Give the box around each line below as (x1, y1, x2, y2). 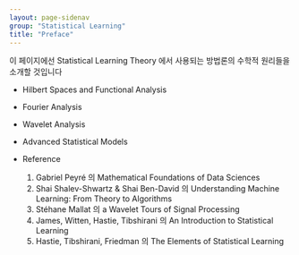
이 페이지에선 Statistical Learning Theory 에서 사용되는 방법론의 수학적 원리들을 (9, 55, 291, 66)
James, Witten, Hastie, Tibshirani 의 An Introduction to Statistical (35, 216, 274, 226)
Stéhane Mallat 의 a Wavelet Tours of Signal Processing (35, 204, 240, 215)
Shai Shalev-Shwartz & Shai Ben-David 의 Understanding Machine (35, 183, 280, 194)
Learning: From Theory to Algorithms (35, 193, 173, 204)
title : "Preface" (9, 30, 74, 38)
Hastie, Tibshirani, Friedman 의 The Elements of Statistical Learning (35, 236, 285, 247)
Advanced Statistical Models (21, 136, 128, 148)
